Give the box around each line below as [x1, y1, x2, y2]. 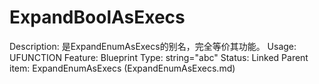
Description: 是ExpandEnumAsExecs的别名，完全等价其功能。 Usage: [9, 40, 297, 52]
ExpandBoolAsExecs [9, 6, 186, 29]
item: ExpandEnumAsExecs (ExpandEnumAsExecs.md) [9, 62, 236, 74]
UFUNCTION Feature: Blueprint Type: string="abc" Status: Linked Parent [9, 51, 309, 63]
